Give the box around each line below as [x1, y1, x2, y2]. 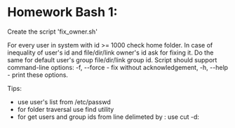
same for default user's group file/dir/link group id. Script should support [7, 55, 217, 64]
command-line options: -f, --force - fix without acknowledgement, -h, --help [7, 63, 229, 71]
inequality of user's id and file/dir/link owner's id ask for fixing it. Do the [7, 48, 214, 57]
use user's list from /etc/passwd [17, 97, 111, 106]
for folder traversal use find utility [17, 105, 114, 113]
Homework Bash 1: [7, 4, 118, 20]
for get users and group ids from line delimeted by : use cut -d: [17, 113, 200, 121]
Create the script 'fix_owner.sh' [7, 27, 98, 36]
